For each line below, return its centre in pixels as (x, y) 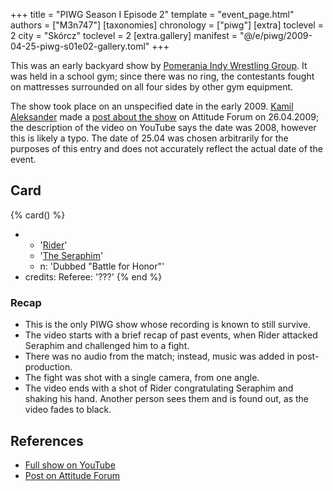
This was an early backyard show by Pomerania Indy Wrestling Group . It (159, 65)
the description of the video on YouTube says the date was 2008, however (163, 127)
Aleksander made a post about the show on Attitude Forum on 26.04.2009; (165, 117)
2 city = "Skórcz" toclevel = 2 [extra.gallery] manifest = (124, 35)
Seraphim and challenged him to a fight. (107, 346)
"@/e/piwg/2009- (276, 35)
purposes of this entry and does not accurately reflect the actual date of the (166, 148)
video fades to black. (68, 410)
